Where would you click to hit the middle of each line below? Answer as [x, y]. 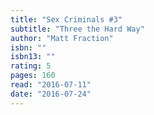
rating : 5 [31, 66]
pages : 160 [33, 76]
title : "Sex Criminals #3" [66, 19]
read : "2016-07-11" [51, 85]
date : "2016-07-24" [51, 94]
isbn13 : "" [33, 57]
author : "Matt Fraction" [62, 38]
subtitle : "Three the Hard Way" [77, 29]
